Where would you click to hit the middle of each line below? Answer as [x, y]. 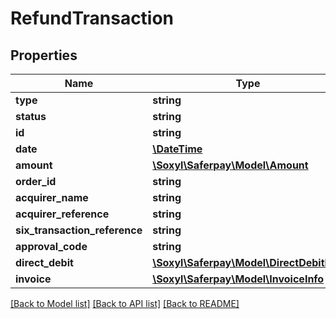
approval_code [51, 246]
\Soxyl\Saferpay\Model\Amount [230, 165]
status [31, 116]
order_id [36, 181]
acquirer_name [52, 197]
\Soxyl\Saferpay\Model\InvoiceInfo [238, 279]
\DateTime [177, 149]
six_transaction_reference [79, 230]
